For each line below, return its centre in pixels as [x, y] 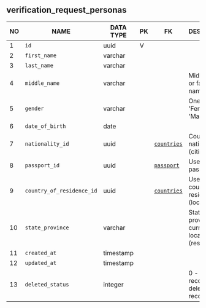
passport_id [42, 165]
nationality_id [47, 144]
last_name [39, 65]
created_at [41, 253]
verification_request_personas [67, 10]
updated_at [41, 263]
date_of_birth [45, 126]
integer [113, 284]
